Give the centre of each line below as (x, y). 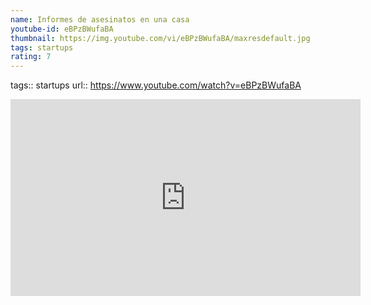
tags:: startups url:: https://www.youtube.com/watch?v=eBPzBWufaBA (156, 85)
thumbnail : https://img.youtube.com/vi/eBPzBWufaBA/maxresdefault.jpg (160, 38)
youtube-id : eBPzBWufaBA (62, 29)
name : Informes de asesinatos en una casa (100, 19)
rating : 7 (31, 57)
